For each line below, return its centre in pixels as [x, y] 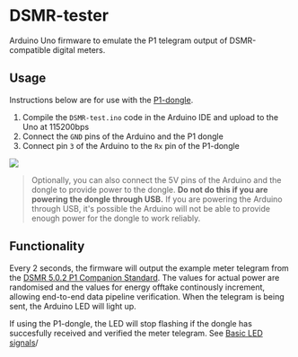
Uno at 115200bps [56, 126]
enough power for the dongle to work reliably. [116, 218]
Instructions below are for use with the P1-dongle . [101, 100]
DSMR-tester [59, 16]
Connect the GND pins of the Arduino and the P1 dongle [123, 136]
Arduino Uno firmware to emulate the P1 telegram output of [118, 40]
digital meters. [79, 49]
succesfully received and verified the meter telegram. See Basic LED [136, 333]
